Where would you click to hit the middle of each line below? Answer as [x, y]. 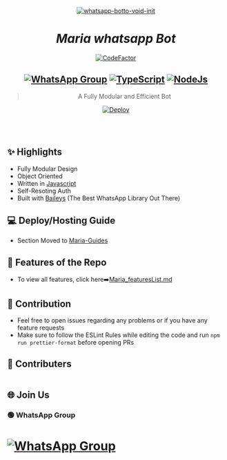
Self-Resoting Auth [44, 191]
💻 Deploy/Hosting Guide [61, 220]
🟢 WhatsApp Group [41, 415]
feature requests [41, 328]
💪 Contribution [39, 304]
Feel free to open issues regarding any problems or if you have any [112, 320]
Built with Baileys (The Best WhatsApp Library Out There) [99, 198]
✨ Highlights [34, 152]
